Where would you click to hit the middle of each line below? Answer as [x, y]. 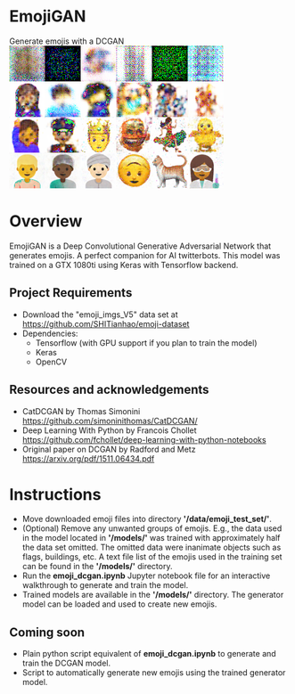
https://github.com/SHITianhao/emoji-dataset [106, 323]
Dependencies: [50, 333]
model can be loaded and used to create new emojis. [119, 604]
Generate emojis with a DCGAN [67, 41]
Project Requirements [71, 293]
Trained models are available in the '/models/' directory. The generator [153, 595]
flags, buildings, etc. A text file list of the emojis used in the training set [152, 557]
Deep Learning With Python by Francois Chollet [110, 430]
